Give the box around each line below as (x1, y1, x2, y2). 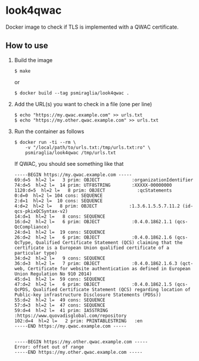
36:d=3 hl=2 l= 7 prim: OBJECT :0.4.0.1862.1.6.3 (14, 260, 178, 266)
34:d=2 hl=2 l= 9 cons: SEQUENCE (14, 255, 105, 261)
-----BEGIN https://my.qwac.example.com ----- (14, 171, 132, 178)
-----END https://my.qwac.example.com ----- (14, 323, 127, 329)
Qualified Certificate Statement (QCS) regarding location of (33, 286, 191, 292)
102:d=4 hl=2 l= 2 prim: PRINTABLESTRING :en (14, 317, 143, 324)
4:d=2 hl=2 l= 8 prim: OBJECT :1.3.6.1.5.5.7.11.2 (14, 203, 180, 209)
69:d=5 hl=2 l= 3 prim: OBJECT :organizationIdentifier (14, 177, 194, 183)
